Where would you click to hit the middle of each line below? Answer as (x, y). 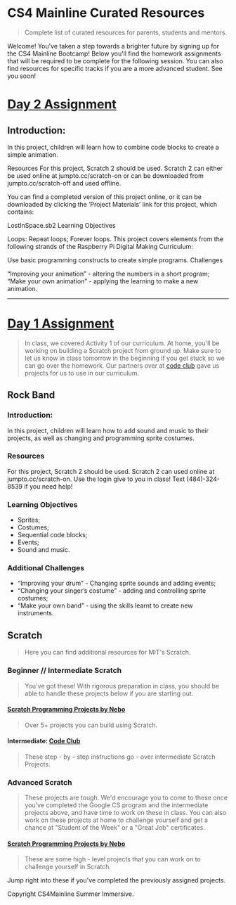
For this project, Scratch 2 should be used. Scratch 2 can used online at (111, 471)
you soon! (22, 76)
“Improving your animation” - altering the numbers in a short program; (109, 274)
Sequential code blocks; (52, 535)
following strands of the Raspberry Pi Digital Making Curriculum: (100, 246)
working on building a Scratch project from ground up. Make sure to (123, 350)
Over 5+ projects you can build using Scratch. (91, 725)
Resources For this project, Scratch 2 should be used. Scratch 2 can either (115, 168)
